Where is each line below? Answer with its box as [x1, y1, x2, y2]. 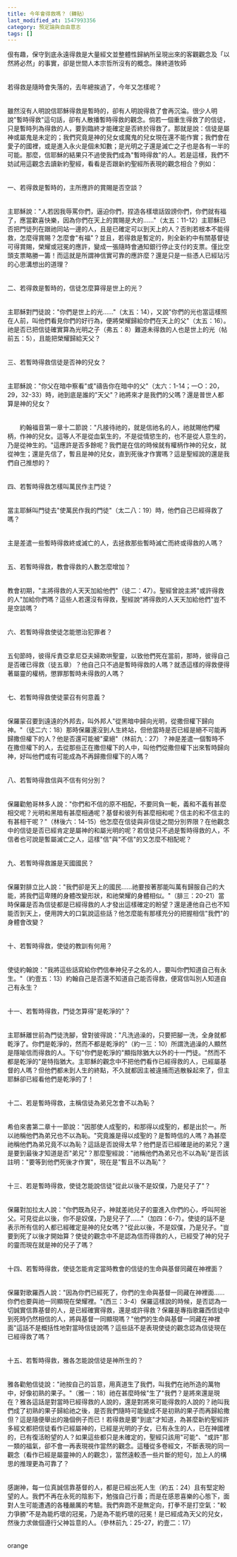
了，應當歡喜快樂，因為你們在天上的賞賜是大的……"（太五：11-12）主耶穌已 [7, 216, 226, 224]
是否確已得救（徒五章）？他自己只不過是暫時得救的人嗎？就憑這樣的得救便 [7, 660, 224, 669]
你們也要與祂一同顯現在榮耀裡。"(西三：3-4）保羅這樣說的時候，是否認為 [7, 1297, 221, 1306]
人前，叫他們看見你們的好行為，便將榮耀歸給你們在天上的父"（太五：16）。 [13, 317, 230, 325]
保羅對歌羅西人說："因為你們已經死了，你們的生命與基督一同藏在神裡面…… [7, 1288, 225, 1297]
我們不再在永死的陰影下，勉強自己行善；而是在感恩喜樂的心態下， [31, 1492, 224, 1501]
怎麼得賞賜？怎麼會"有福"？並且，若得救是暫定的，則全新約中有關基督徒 [19, 234, 230, 242]
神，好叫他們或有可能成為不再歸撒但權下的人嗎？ [7, 752, 150, 761]
